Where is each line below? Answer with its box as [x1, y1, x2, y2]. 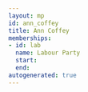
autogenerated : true [8, 71, 78, 79]
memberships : [8, 34, 52, 42]
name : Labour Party [15, 49, 81, 57]
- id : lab [8, 42, 42, 50]
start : [15, 57, 38, 65]
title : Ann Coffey [8, 26, 70, 34]
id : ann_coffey [8, 19, 59, 27]
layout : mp [8, 11, 45, 20]
